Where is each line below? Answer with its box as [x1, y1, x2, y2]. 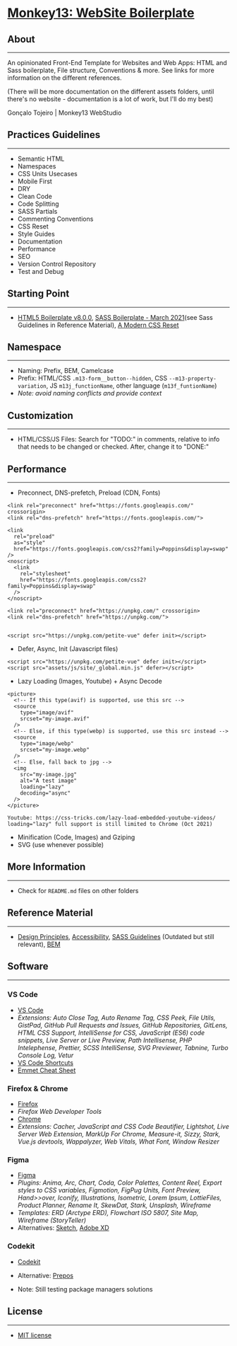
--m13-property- [169, 375, 217, 383]
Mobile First [17, 177, 53, 185]
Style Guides [17, 229, 55, 238]
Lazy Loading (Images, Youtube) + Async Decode [17, 677, 162, 686]
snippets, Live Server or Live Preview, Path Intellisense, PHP [17, 1035, 193, 1045]
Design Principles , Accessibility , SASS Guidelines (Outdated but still [17, 932, 214, 941]
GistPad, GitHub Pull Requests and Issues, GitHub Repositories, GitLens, [17, 1020, 228, 1029]
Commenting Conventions [17, 214, 94, 223]
